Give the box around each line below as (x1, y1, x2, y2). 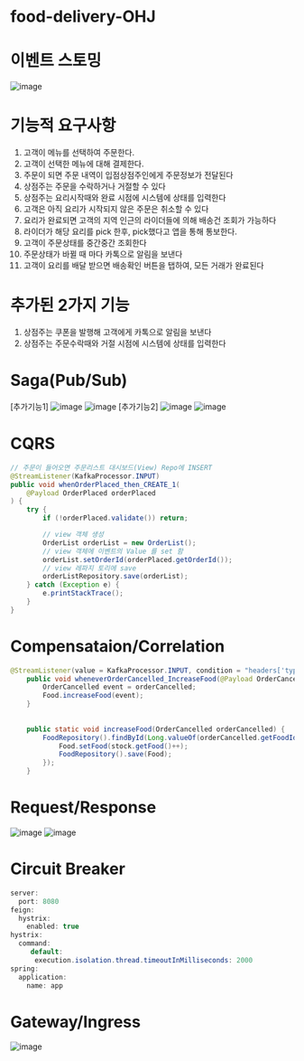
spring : (10, 964, 40, 973)
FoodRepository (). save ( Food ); (58, 750, 172, 759)
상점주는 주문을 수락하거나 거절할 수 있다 (23, 181, 166, 192)
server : (10, 888, 40, 897)
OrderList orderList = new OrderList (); (42, 538, 197, 548)
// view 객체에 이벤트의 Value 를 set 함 (42, 547, 184, 556)
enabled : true (26, 922, 79, 932)
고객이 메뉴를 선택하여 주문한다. (23, 147, 134, 158)
